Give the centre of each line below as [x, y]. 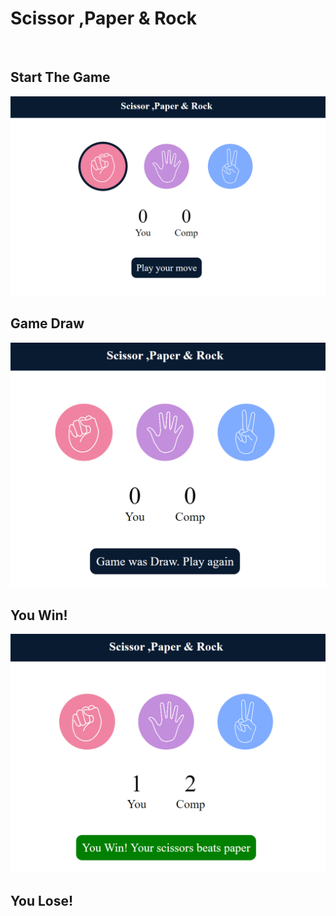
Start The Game [60, 77]
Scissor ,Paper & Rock [104, 18]
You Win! [39, 615]
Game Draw [47, 323]
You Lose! [42, 901]
